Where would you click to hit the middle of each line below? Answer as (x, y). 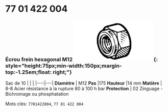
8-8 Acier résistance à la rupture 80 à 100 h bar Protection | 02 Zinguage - (84, 89)
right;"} (63, 72)
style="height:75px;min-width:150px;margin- (64, 66)
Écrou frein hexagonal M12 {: (82, 60)
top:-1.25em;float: (29, 72)
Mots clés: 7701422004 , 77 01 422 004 (44, 104)
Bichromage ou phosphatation (37, 94)
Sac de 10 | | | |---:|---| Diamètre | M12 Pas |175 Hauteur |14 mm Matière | (84, 83)
